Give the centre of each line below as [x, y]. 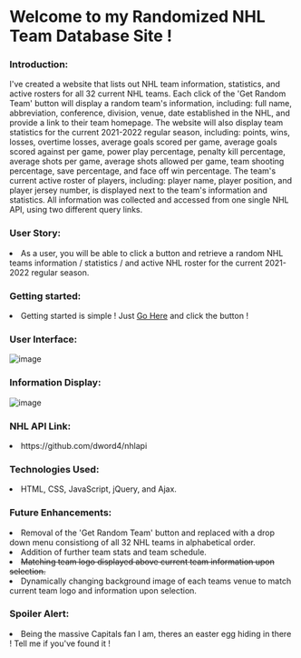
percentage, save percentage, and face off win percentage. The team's [143, 171]
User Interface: [44, 339]
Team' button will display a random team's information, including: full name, [151, 104]
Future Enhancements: [61, 513]
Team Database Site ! [91, 36]
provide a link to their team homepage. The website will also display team [146, 123]
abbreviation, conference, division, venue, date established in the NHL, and [150, 113]
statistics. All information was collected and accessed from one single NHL [149, 200]
